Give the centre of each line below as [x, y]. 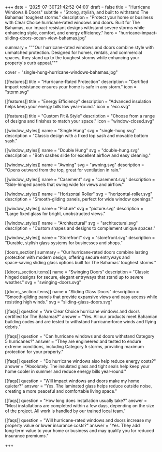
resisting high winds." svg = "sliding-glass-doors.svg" [59, 302]
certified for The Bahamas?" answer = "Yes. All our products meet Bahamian [81, 317]
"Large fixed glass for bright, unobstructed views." [55, 214]
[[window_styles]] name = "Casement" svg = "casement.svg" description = [80, 179]
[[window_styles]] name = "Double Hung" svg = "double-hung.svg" [72, 150]
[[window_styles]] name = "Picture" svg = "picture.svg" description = [74, 209]
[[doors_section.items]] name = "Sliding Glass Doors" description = [72, 292]
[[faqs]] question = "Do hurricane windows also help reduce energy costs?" [81, 361]
